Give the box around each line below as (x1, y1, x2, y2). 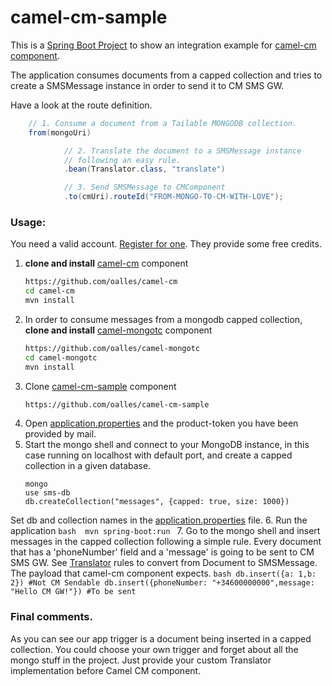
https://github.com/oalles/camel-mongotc (24, 343, 200, 353)
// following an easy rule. (63, 155, 182, 165)
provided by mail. (24, 428, 97, 440)
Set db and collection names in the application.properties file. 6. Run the (10, 514, 308, 526)
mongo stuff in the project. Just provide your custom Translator (10, 654, 272, 666)
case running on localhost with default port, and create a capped (24, 449, 293, 461)
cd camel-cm (24, 286, 75, 296)
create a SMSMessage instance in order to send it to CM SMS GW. (10, 79, 285, 91)
